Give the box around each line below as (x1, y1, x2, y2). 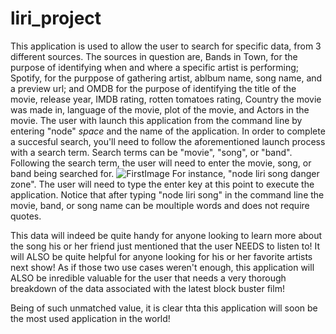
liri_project (10, 7, 102, 30)
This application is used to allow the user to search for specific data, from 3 (10, 40, 322, 52)
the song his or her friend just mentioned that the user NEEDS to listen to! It (10, 240, 321, 252)
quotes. (10, 210, 42, 222)
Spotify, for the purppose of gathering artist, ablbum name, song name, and (10, 72, 323, 84)
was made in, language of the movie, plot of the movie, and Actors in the (10, 103, 310, 116)
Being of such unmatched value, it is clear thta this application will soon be (10, 302, 318, 314)
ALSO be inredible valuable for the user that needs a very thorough (10, 272, 287, 284)
